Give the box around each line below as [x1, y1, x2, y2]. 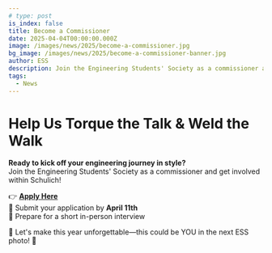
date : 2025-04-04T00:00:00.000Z [8, 34, 117, 43]
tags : [8, 72, 27, 80]
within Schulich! [8, 175, 62, 185]
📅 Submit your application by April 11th [8, 203, 138, 213]
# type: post [8, 11, 53, 20]
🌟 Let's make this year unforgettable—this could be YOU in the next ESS [8, 227, 249, 237]
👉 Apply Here [8, 192, 58, 201]
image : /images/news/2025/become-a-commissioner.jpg [8, 42, 190, 50]
